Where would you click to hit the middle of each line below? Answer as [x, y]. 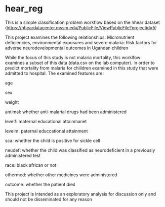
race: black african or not [31, 165]
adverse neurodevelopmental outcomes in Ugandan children [67, 48]
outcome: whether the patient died [40, 184]
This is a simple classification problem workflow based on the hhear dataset [82, 22]
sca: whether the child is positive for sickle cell [53, 140]
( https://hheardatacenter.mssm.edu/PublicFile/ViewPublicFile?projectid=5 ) [81, 27]
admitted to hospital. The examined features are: [55, 73]
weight [12, 102]
